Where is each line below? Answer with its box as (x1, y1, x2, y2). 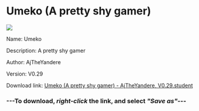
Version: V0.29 (6, 70, 43, 77)
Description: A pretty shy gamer (6, 47, 86, 54)
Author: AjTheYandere (6, 58, 62, 65)
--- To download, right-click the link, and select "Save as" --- (6, 97, 187, 105)
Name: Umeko (6, 35, 42, 43)
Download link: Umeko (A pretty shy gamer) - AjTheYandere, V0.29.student (6, 82, 193, 89)
